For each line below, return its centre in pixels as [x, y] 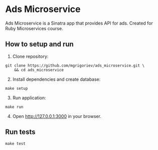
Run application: [29, 98]
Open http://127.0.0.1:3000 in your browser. [57, 116]
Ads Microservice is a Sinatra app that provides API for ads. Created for [79, 23]
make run [14, 107]
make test [16, 143]
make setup [17, 88]
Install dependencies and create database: [56, 79]
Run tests [20, 132]
